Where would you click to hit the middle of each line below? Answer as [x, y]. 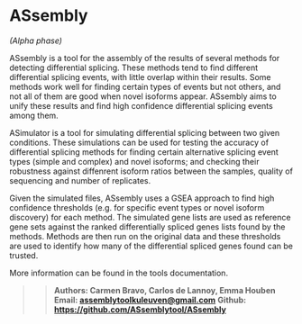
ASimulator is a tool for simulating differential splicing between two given [145, 132]
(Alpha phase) [36, 40]
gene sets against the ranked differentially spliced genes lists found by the [147, 227]
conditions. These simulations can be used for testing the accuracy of [139, 142]
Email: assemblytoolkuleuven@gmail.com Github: [150, 300]
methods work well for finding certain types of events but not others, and [145, 86]
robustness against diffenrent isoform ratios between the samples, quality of [151, 171]
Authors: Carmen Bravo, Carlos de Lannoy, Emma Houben [165, 290]
